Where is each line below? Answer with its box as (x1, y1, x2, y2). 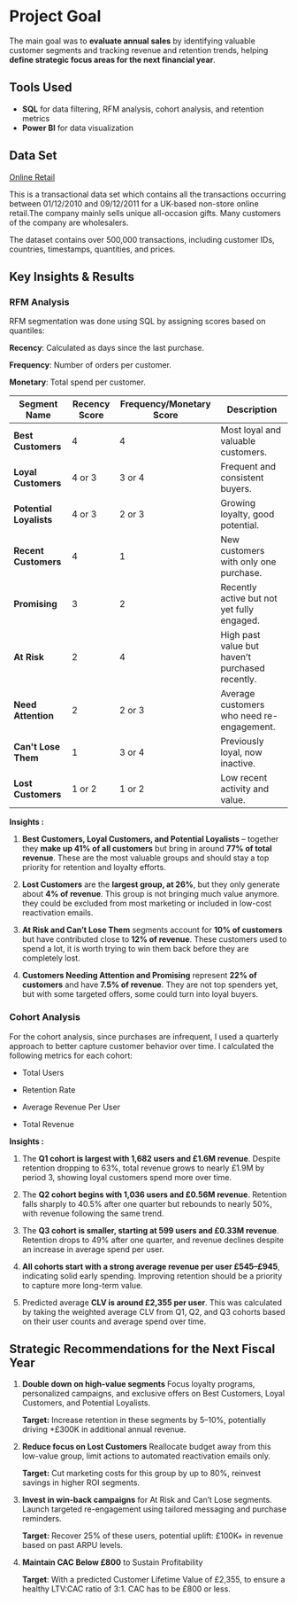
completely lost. (21, 953, 81, 963)
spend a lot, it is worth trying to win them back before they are (21, 944, 249, 954)
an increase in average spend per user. (21, 1243, 165, 1255)
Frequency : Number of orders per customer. (9, 360, 172, 370)
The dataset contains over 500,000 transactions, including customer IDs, (9, 234, 276, 245)
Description (226, 403, 278, 416)
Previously (220, 735, 264, 748)
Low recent (220, 772, 268, 784)
